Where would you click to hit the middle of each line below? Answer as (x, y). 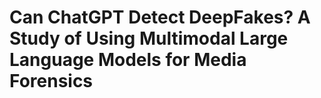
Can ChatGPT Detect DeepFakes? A (160, 17)
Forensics (51, 81)
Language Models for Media (128, 60)
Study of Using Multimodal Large (149, 38)
